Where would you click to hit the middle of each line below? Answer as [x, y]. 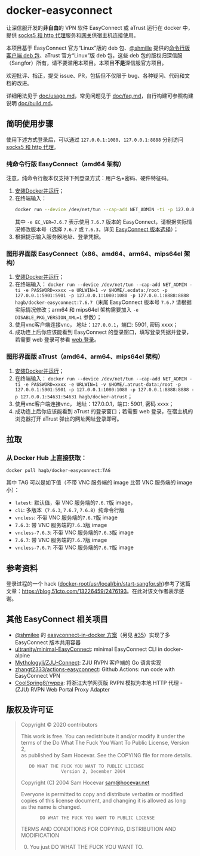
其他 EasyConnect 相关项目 [57, 619]
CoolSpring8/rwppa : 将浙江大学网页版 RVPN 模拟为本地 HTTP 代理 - [99, 683]
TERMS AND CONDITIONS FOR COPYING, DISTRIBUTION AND [98, 828]
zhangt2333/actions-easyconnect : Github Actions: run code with [95, 669]
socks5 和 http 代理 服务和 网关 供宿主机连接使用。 [78, 35]
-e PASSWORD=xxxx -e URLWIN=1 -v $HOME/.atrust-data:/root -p [102, 384]
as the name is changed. [51, 807]
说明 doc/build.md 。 [31, 103]
